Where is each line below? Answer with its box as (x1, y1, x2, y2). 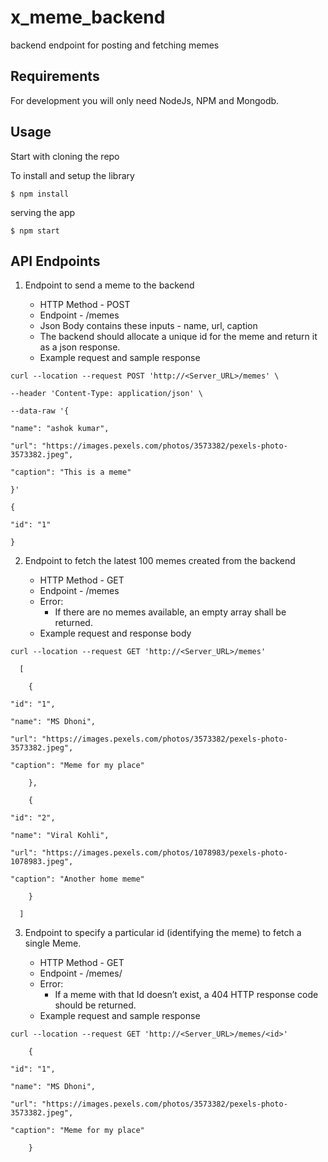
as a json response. (39, 341, 121, 353)
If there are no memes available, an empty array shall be (54, 606, 287, 618)
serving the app (10, 206, 76, 218)
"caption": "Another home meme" (10, 874, 145, 885)
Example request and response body (39, 627, 192, 640)
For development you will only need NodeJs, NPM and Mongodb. (10, 94, 280, 106)
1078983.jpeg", (10, 857, 74, 867)
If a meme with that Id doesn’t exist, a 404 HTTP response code (54, 989, 319, 1001)
